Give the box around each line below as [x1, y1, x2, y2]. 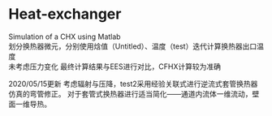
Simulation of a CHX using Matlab [8, 32, 121, 41]
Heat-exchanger [8, 5, 122, 24]
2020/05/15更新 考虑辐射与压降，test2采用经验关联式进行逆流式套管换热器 [8, 79, 258, 88]
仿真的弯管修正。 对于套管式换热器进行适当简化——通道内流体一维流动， [8, 88, 253, 98]
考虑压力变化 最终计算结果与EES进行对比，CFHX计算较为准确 [15, 62, 222, 71]
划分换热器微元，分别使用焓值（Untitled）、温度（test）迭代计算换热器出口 [8, 41, 257, 51]
